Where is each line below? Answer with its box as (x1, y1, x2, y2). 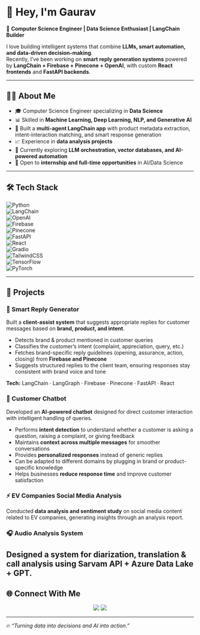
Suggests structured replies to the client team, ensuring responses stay (14, 362, 190, 369)
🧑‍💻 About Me (6, 91, 56, 101)
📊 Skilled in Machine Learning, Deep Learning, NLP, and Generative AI (14, 116, 192, 123)
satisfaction (14, 476, 43, 484)
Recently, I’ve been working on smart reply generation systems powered (6, 55, 187, 62)
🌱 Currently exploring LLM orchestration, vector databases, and (14, 146, 174, 154)
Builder (6, 31, 25, 38)
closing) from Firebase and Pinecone (14, 355, 107, 362)
